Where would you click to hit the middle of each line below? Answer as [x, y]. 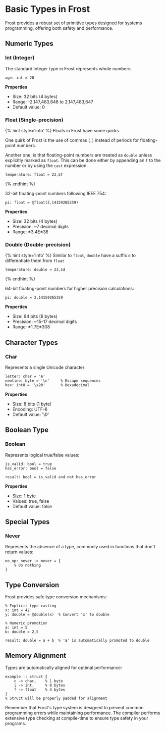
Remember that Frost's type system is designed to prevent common [74, 707]
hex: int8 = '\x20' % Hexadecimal [48, 385]
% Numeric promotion [27, 623]
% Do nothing [28, 566]
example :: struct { [27, 677]
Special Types [28, 522]
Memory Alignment [36, 655]
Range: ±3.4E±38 [30, 232]
